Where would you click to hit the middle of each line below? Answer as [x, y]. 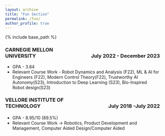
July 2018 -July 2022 [134, 106]
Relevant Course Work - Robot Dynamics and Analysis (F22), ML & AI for [86, 72]
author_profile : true [27, 23]
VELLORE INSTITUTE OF [34, 100]
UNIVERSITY [21, 56]
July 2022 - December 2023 [125, 56]
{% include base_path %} [31, 37]
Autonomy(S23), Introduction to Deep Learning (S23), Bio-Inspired [80, 82]
